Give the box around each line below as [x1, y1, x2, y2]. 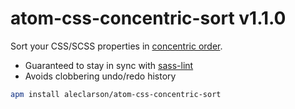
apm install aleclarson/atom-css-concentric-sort [10, 89, 222, 99]
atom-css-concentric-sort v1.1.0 [10, 7, 287, 30]
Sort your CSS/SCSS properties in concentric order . [10, 40, 223, 52]
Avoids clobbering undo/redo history [24, 70, 177, 82]
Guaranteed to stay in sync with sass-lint [24, 59, 194, 71]
